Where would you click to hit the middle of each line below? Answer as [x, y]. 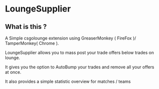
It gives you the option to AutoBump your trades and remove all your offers [79, 67]
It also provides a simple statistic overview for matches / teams [68, 81]
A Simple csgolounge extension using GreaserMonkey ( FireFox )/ [71, 38]
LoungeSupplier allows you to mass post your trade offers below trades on [79, 52]
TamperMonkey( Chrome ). [32, 43]
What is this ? [26, 27]
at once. [13, 72]
